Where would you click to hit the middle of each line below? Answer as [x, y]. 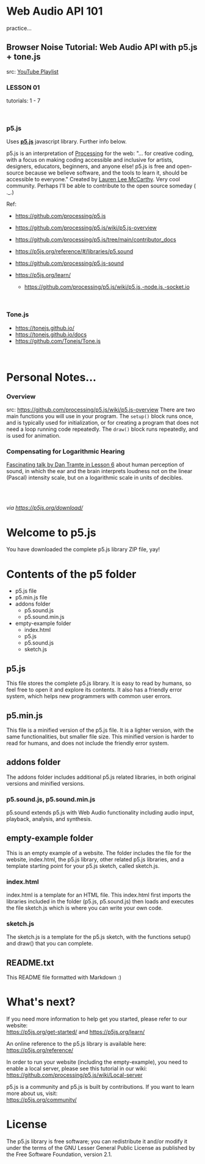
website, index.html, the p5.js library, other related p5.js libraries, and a [95, 859]
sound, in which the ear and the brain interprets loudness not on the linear [99, 471]
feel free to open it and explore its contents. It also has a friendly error [94, 690]
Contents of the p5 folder [71, 574]
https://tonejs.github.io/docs [51, 334]
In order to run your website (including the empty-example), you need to [97, 1062]
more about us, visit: [32, 1093]
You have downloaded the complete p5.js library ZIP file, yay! [83, 549]
